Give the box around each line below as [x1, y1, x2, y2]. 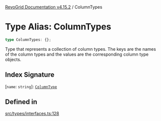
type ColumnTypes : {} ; [5, 37, 51, 42]
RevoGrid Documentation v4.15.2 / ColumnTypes [5, 4, 103, 10]
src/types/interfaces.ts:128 [5, 111, 60, 117]
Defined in [5, 98, 38, 106]
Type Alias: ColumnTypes [5, 21, 112, 32]
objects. [5, 56, 22, 62]
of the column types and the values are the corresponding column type [5, 51, 149, 57]
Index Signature [5, 71, 55, 79]
